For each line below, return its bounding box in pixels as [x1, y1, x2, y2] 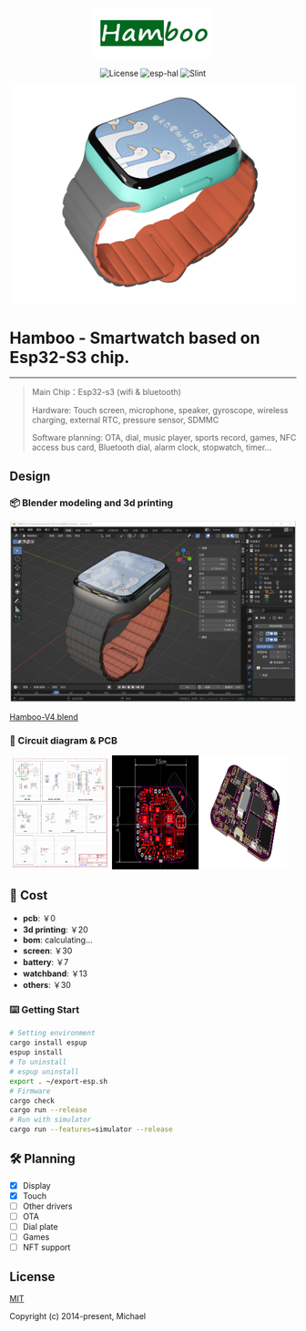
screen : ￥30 [22, 945, 73, 956]
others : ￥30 [22, 980, 71, 991]
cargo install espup [9, 1038, 88, 1047]
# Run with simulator [9, 1116, 92, 1125]
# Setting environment [9, 1029, 96, 1038]
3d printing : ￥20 [22, 924, 88, 935]
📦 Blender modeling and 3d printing [9, 496, 174, 509]
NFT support [22, 1242, 71, 1253]
